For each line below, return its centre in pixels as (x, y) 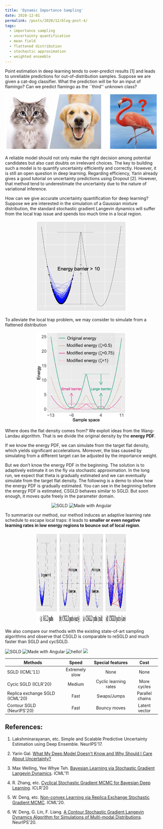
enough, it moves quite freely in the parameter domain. (60, 496)
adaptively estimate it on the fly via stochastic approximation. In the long (77, 470)
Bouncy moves (111, 708)
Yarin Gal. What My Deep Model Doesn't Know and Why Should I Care (82, 753)
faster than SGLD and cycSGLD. (37, 642)
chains (144, 699)
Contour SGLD (22, 705)
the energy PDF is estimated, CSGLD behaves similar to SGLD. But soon (77, 491)
